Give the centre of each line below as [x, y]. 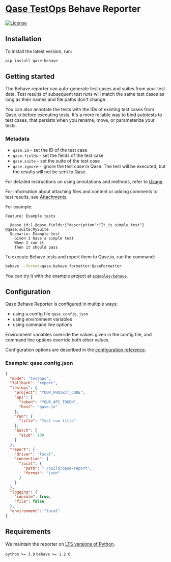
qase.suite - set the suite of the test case [56, 160]
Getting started [30, 77]
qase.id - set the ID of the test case [50, 150]
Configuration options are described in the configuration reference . [76, 350]
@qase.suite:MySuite [27, 229]
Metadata [17, 139]
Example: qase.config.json [39, 363]
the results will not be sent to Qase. [50, 172]
